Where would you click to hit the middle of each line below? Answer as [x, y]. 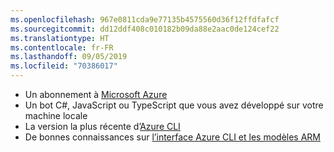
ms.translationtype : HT [60, 38]
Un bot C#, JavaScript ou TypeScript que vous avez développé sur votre [174, 105]
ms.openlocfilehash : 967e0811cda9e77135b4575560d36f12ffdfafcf [145, 19]
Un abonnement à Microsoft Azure [96, 94]
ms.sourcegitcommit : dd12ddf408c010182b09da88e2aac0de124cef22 [145, 29]
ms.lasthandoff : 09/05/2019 [69, 57]
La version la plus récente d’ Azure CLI [102, 126]
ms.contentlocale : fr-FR [62, 47]
